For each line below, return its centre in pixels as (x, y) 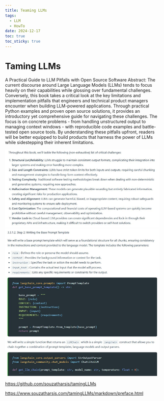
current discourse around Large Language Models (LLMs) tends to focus (79, 85)
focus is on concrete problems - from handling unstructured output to (76, 121)
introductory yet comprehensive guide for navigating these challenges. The (81, 116)
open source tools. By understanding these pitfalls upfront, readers (87, 132)
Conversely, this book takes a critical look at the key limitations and (73, 95)
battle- (149, 126)
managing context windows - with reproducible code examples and (73, 126)
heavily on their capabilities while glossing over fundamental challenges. (79, 90)
